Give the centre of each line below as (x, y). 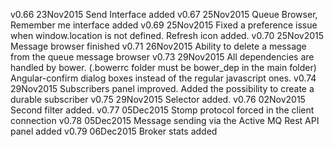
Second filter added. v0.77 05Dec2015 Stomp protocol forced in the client (162, 110)
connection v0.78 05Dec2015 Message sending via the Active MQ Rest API (165, 120)
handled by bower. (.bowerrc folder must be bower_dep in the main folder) (163, 67)
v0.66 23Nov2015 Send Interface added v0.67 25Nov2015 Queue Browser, (164, 14)
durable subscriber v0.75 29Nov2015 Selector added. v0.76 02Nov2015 (158, 99)
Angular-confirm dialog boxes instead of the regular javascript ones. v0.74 (163, 78)
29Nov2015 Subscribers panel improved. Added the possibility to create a (162, 88)
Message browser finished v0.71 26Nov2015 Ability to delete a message (158, 46)
